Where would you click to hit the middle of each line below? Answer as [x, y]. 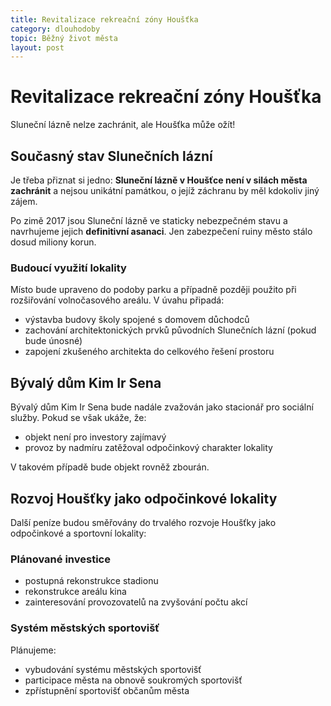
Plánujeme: [33, 650]
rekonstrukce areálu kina [75, 592]
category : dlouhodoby [55, 29]
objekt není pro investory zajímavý [95, 437]
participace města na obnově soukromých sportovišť [133, 680]
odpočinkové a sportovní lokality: [78, 533]
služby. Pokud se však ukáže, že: [78, 418]
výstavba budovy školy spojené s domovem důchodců [137, 320]
